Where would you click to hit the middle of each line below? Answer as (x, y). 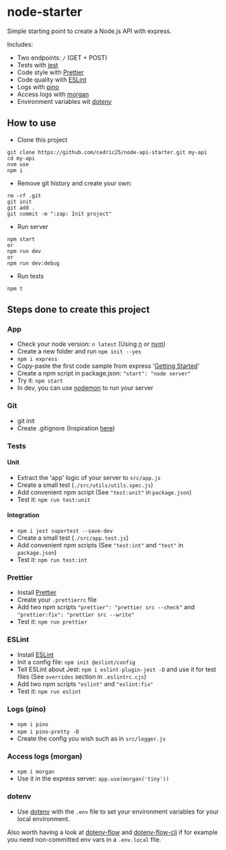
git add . (21, 208)
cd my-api (21, 158)
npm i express (37, 359)
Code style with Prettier (50, 72)
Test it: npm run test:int (52, 560)
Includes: (20, 44)
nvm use (18, 164)
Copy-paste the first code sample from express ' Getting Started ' (108, 366)
